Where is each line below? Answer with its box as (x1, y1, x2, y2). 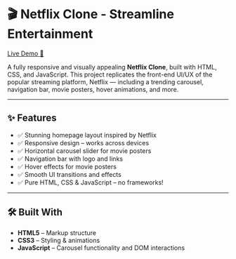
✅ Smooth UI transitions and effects (17, 170, 122, 178)
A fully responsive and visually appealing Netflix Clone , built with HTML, (7, 62, 217, 71)
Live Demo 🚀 (7, 49, 44, 58)
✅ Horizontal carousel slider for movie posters (17, 146, 152, 155)
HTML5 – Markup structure (17, 228, 97, 237)
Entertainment (7, 26, 93, 42)
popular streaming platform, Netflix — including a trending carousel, (7, 77, 204, 86)
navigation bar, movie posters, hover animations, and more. (7, 85, 179, 93)
